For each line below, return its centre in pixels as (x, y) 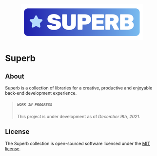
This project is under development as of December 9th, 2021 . (78, 116)
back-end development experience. (41, 93)
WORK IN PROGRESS (35, 104)
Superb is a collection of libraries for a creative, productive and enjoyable (79, 88)
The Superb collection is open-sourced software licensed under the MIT (78, 143)
